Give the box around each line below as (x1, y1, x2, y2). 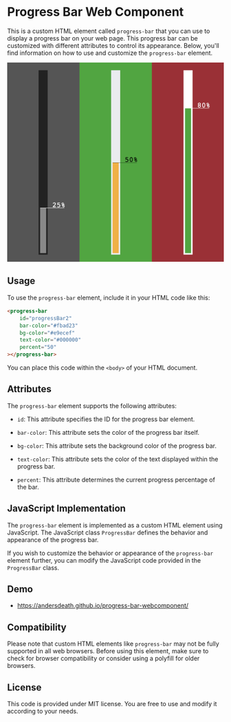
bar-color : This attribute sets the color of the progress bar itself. (16, 428, 200, 436)
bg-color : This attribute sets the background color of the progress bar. (16, 441, 217, 450)
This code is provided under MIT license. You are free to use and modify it (7, 700, 217, 708)
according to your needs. (7, 707, 78, 715)
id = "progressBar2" (19, 315, 72, 321)
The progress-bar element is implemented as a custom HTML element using (7, 521, 223, 529)
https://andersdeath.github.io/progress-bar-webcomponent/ (16, 602, 189, 610)
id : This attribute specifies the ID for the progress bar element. (16, 415, 195, 423)
